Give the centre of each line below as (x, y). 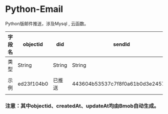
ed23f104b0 (33, 84)
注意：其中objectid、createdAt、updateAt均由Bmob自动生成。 (82, 106)
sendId (121, 44)
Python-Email (34, 9)
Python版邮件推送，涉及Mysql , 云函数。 (47, 23)
